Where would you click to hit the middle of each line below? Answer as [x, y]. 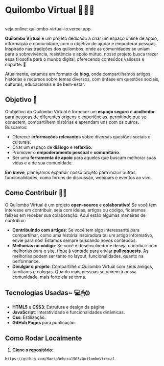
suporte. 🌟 [15, 64]
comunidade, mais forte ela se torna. [49, 277]
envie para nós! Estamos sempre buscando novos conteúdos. [74, 240]
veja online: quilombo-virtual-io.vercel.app [48, 28]
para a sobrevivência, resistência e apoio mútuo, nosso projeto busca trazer [82, 54]
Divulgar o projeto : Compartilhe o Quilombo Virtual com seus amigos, [82, 266]
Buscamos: [16, 127]
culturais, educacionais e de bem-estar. [45, 84]
